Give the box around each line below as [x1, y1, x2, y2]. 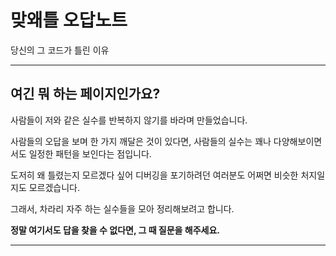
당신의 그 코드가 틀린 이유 [10, 44, 110, 56]
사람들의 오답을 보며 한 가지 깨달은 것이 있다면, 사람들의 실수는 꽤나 [10, 135, 272, 147]
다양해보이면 [273, 135, 323, 147]
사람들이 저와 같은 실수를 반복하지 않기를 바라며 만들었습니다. [10, 114, 248, 126]
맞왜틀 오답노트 [10, 9, 128, 32]
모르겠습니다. [28, 181, 81, 193]
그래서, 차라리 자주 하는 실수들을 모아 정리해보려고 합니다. [10, 202, 235, 215]
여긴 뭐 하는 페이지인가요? [10, 86, 161, 103]
